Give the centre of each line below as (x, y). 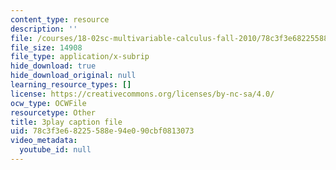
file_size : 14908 (46, 47)
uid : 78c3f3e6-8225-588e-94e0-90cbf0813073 (102, 131)
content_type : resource (60, 19)
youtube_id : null (55, 150)
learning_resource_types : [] (71, 85)
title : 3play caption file (66, 122)
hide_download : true (53, 66)
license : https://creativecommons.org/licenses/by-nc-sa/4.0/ (142, 94)
